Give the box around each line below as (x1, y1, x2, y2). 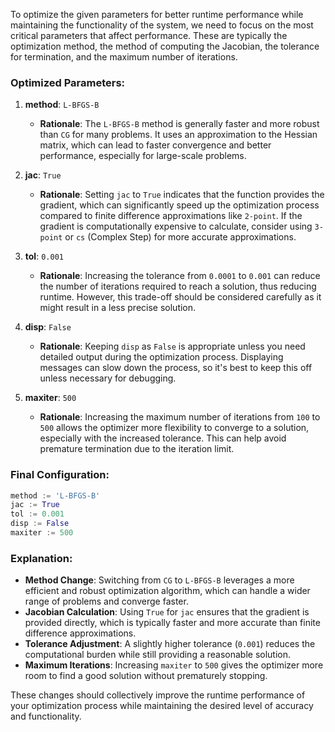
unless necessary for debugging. (39, 372, 177, 384)
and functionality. (10, 710, 82, 723)
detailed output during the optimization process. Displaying (39, 351, 284, 363)
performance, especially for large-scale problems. (39, 150, 247, 162)
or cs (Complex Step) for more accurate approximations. (64, 231, 297, 243)
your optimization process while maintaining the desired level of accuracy (10, 700, 314, 712)
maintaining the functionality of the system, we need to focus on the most (10, 19, 314, 31)
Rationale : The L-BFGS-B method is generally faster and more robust (39, 118, 320, 130)
